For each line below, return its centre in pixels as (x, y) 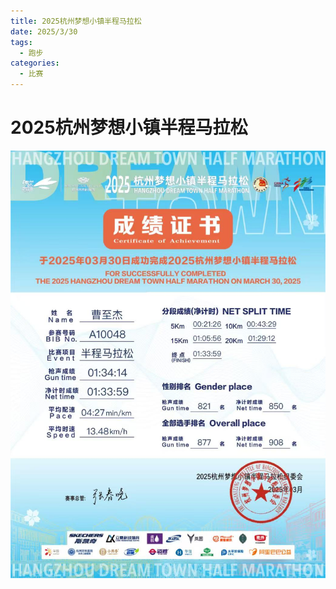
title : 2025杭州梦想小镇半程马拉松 (76, 21)
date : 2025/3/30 (44, 31)
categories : (35, 63)
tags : (21, 42)
